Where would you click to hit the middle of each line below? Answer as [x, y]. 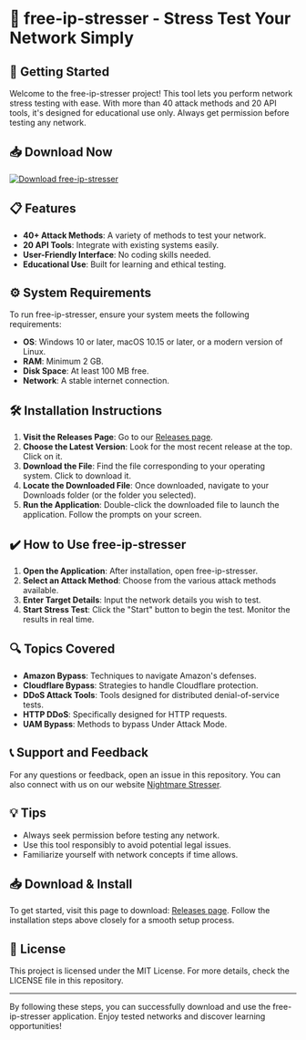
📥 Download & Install [71, 884]
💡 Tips [28, 813]
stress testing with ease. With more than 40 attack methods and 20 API [143, 103]
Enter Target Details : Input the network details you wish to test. [142, 600]
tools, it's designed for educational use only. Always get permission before [149, 113]
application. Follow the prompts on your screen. [112, 515]
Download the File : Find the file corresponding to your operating [144, 466]
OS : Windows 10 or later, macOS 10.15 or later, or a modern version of [153, 342]
